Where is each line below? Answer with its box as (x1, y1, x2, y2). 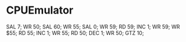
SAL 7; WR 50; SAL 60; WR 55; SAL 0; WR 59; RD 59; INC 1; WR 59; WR (6, 23, 180, 30)
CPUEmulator (6, 4, 74, 17)
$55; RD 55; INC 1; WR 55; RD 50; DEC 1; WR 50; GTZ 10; (6, 29, 144, 36)
